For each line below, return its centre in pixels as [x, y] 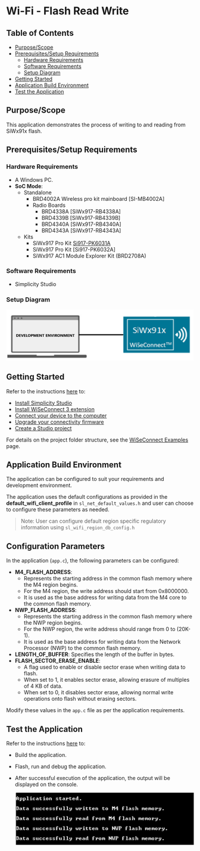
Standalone [38, 192]
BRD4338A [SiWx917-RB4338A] [81, 211]
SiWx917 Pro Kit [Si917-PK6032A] [74, 249]
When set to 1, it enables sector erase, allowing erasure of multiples [107, 680]
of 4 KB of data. [43, 686]
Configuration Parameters [56, 546]
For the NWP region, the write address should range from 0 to [99, 629]
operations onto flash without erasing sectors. [80, 699]
